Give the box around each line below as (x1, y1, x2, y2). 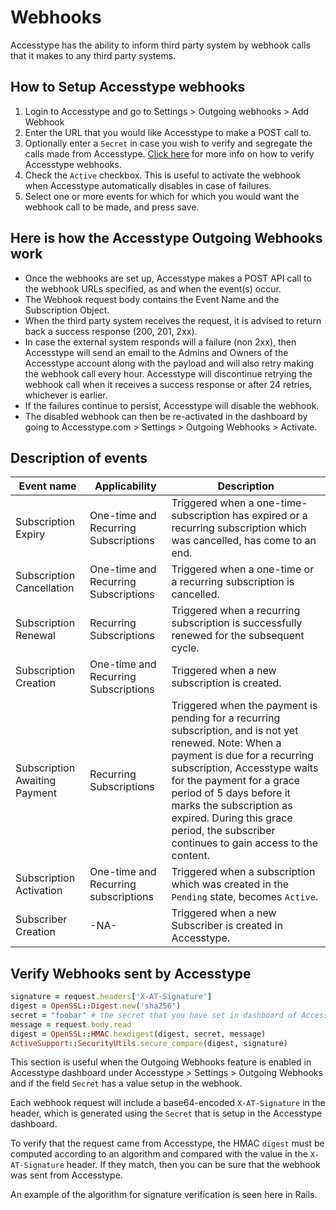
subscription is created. (171, 676, 282, 690)
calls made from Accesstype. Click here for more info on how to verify (24, 147, 315, 160)
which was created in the (171, 877, 290, 891)
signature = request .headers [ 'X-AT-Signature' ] (10, 992, 213, 1002)
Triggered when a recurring (171, 604, 301, 618)
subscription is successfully (171, 616, 303, 630)
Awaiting (15, 774, 57, 788)
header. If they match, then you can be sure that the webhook (66, 1159, 321, 1171)
